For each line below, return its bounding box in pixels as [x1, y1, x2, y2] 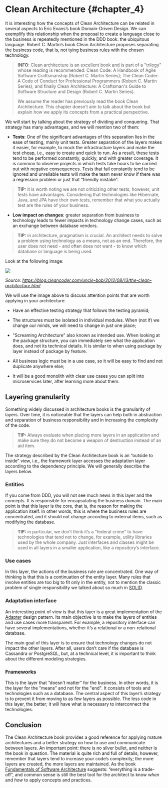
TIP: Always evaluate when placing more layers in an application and [17, 432, 159, 438]
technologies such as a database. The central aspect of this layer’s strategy [5, 690, 161, 696]
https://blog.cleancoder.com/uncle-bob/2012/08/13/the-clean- [22, 277, 152, 283]
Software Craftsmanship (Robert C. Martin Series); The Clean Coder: [17, 72, 159, 78]
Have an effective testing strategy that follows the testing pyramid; [12, 307, 150, 313]
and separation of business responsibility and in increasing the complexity [5, 417, 158, 423]
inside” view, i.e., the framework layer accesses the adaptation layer [5, 458, 145, 464]
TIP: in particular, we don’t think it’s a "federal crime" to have [17, 529, 143, 535]
